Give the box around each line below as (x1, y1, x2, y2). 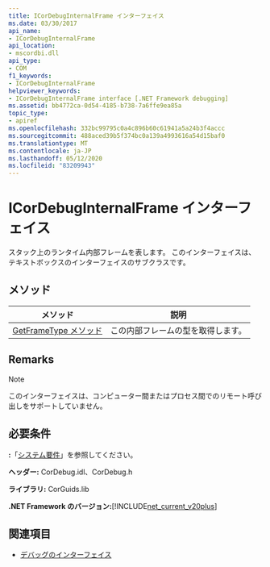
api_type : (8, 57, 42, 65)
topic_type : (8, 110, 48, 118)
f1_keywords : (8, 72, 52, 80)
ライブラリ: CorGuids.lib (8, 484, 89, 494)
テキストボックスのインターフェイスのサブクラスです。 (8, 257, 191, 267)
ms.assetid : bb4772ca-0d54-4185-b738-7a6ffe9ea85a (8, 102, 182, 110)
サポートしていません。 (29, 401, 107, 411)
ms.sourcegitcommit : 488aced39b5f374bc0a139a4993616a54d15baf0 (8, 131, 226, 140)
